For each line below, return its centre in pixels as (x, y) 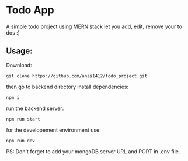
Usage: (20, 51)
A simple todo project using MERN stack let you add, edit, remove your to (94, 26)
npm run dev (20, 141)
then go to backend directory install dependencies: (67, 87)
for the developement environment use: (53, 130)
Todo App (30, 10)
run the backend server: (35, 108)
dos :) (13, 32)
